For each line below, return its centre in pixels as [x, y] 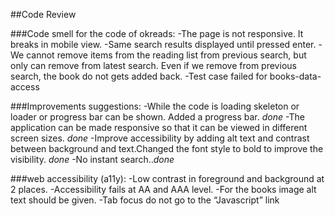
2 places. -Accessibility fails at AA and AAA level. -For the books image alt [163, 189]
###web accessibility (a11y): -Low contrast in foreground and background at [167, 178]
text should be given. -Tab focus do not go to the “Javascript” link [145, 200]
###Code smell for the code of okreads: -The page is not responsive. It [157, 33]
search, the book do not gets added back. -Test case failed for [139, 76]
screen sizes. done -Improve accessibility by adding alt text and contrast [160, 138]
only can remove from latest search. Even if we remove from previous [153, 65]
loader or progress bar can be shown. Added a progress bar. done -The [157, 117]
